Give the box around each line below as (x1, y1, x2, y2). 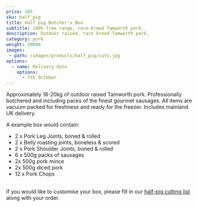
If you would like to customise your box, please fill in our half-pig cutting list (6, 188, 190, 195)
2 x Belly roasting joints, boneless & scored (14, 139, 120, 146)
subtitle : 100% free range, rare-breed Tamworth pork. (6, 25, 144, 31)
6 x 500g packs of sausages (14, 151, 85, 159)
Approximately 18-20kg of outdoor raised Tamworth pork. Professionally (6, 91, 182, 98)
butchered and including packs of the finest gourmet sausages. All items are (6, 97, 192, 104)
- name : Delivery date (11, 63, 67, 70)
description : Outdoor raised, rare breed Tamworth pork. (6, 31, 150, 37)
